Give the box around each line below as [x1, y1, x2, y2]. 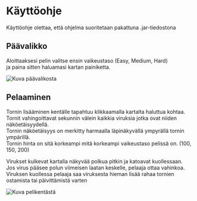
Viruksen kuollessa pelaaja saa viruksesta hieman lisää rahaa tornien [6, 170, 174, 177]
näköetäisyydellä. [6, 120, 49, 128]
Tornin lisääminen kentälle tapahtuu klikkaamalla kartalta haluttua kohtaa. [6, 108, 186, 115]
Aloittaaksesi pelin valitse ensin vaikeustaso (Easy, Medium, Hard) [6, 57, 168, 64]
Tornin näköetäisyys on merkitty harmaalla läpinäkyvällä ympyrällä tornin [6, 127, 185, 134]
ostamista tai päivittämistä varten [6, 177, 87, 184]
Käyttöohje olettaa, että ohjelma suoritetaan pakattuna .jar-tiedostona [6, 24, 177, 31]
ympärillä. [6, 133, 31, 141]
